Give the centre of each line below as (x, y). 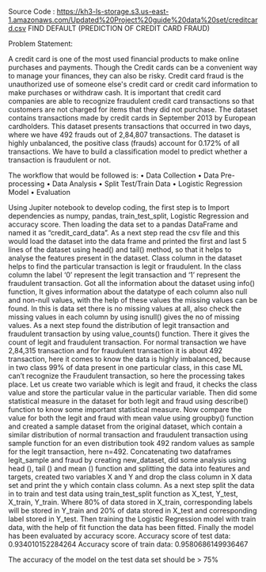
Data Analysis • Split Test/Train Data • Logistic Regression (147, 184)
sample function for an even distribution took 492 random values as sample (131, 443)
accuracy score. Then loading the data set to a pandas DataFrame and (123, 224)
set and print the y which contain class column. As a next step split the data (131, 485)
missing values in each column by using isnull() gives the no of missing (124, 317)
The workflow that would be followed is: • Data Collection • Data (114, 175)
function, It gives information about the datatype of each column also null (128, 292)
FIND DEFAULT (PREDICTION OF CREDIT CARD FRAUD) (119, 28)
